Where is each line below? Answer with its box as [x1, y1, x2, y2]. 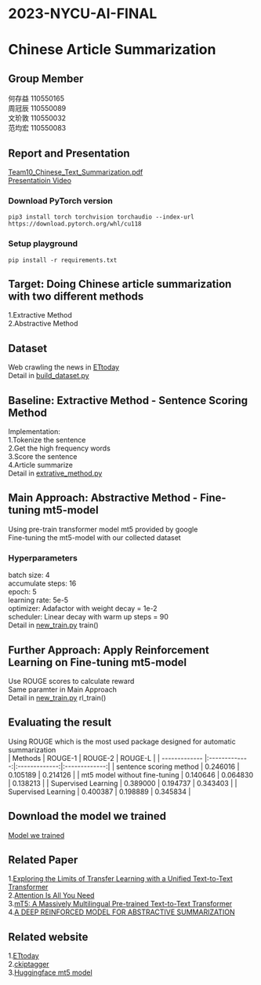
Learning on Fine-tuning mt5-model [8, 656, 187, 669]
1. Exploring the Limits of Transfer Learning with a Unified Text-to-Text [8, 874, 233, 884]
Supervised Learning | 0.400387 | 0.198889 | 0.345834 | [8, 787, 191, 796]
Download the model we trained [8, 810, 167, 823]
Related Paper [8, 853, 78, 866]
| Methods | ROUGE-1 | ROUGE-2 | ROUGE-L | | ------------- [8, 753, 204, 763]
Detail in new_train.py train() [8, 620, 100, 630]
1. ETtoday [8, 951, 39, 961]
